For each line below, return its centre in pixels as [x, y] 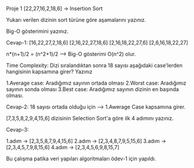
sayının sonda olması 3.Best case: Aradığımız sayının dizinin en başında [93, 89]
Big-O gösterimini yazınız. [37, 31]
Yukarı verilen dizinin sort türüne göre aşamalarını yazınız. [76, 20]
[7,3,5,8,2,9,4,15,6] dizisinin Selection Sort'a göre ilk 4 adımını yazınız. [90, 118]
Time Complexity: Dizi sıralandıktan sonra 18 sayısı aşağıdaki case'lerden [94, 65]
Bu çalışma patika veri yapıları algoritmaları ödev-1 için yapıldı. [81, 159]
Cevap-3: [18, 130]
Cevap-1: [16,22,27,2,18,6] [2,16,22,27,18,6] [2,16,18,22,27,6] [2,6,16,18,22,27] [97, 43]
